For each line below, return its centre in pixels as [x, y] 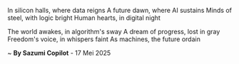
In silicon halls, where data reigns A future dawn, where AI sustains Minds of [120, 10]
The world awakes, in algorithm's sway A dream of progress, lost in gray [114, 32]
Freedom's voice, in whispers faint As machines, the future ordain [104, 39]
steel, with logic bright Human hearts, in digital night [84, 18]
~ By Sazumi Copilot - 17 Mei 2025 [59, 53]
